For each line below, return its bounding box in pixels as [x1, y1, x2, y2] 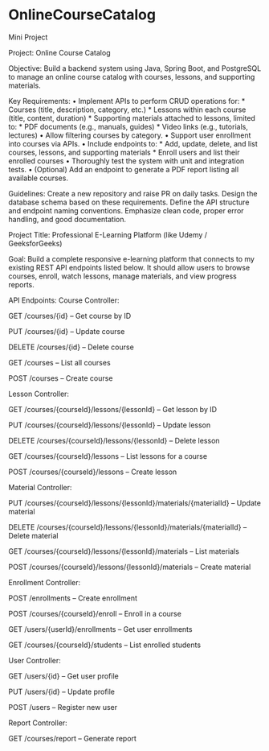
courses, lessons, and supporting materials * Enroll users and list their [8, 147, 240, 157]
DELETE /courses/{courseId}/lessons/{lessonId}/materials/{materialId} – [8, 522, 247, 532]
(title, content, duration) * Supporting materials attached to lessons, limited [8, 113, 255, 122]
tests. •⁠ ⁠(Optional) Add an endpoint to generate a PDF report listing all [8, 164, 239, 174]
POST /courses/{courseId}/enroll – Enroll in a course [8, 609, 182, 618]
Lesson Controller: [8, 389, 70, 398]
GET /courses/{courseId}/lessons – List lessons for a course [8, 451, 207, 460]
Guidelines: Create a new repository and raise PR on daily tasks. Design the [8, 188, 258, 198]
